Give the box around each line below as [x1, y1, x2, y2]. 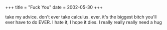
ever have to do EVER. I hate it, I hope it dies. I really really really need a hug [5, 19, 162, 25]
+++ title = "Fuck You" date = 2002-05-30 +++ [5, 4, 103, 10]
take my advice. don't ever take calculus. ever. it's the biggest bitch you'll [5, 14, 157, 19]
